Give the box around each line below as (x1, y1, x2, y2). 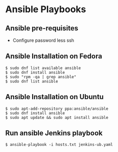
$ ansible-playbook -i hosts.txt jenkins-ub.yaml (5, 142, 113, 147)
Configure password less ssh (12, 37, 75, 43)
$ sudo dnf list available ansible (5, 65, 81, 71)
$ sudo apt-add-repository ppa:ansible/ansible (5, 106, 109, 111)
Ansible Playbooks (5, 4, 86, 15)
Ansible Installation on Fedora (5, 52, 102, 60)
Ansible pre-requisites (5, 24, 78, 33)
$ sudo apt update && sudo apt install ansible (5, 115, 109, 120)
